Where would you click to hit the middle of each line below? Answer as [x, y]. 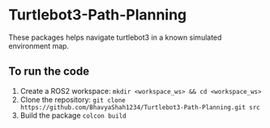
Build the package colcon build [73, 115]
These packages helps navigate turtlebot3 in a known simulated [115, 37]
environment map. [39, 45]
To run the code [49, 72]
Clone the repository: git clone [73, 100]
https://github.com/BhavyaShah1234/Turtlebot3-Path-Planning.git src [140, 107]
